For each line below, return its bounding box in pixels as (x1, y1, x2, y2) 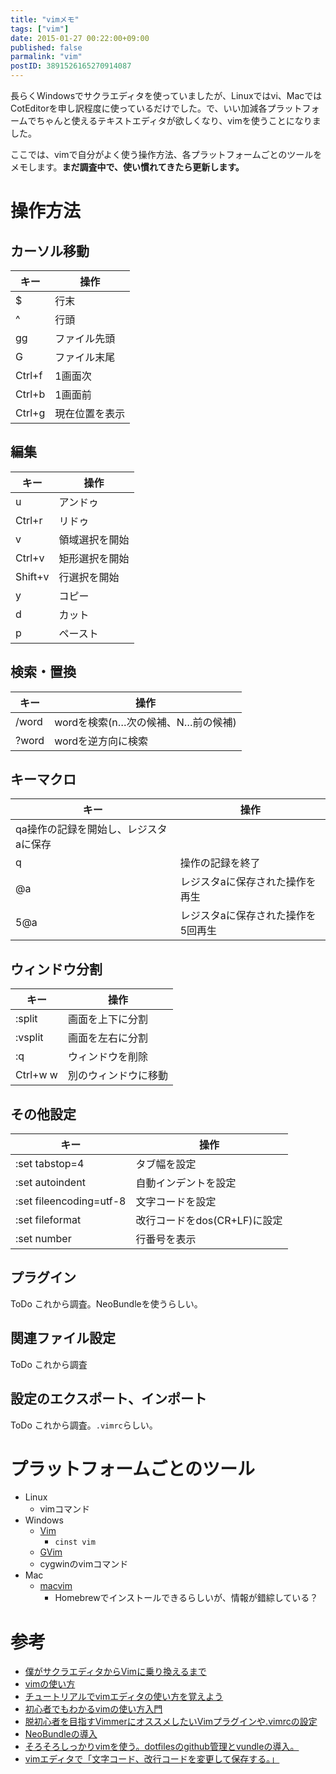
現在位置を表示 (54, 407, 126, 420)
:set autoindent (15, 1176, 86, 1190)
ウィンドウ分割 (10, 961, 103, 978)
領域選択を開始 (58, 532, 130, 546)
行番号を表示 (135, 1232, 197, 1246)
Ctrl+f (15, 369, 43, 382)
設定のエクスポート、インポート (10, 1391, 207, 1408)
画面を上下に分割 (67, 1012, 148, 1026)
